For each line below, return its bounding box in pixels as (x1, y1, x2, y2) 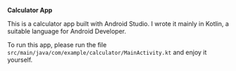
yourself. (7, 56, 33, 64)
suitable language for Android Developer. (7, 27, 127, 35)
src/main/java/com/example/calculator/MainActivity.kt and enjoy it (7, 49, 207, 56)
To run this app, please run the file (7, 41, 107, 49)
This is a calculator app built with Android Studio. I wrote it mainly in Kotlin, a (7, 20, 229, 27)
